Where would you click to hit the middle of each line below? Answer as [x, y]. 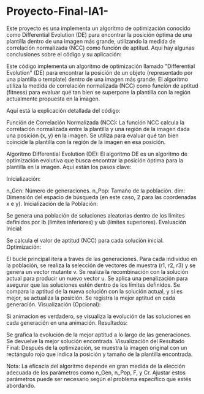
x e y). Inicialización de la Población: [52, 203]
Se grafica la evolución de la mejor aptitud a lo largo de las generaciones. [99, 335]
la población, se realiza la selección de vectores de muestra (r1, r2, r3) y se [101, 265]
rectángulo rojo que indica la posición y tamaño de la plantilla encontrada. [100, 354]
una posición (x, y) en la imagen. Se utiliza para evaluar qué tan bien [93, 135]
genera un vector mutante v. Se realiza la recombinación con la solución [97, 271]
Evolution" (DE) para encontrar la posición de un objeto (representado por [100, 72]
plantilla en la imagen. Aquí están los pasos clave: [69, 167]
